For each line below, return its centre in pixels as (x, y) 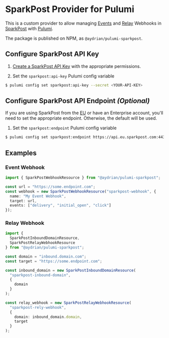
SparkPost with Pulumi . (29, 28)
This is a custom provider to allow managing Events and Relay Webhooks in (83, 23)
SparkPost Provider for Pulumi (70, 9)
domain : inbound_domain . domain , (48, 317)
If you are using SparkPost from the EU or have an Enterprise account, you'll (84, 113)
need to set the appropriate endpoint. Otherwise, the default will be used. (81, 118)
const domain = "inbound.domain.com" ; (46, 257)
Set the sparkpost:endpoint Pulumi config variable (64, 128)
